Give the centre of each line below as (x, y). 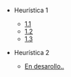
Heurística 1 (31, 10)
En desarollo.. (44, 66)
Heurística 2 (32, 53)
